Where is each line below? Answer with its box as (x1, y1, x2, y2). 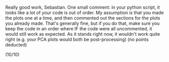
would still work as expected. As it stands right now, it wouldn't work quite (5, 31, 160, 37)
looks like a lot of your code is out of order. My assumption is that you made (5, 10, 164, 16)
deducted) (5, 42, 27, 47)
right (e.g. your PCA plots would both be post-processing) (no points (5, 36, 149, 42)
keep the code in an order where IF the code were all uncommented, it (5, 26, 152, 32)
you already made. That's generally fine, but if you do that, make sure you (5, 20, 160, 26)
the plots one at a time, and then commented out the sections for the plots (5, 15, 160, 21)
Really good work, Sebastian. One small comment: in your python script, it (5, 5, 160, 10)
